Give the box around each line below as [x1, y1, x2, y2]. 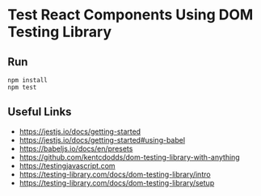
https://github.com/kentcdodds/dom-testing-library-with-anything [19, 152, 240, 162]
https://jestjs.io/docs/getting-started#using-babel [19, 135, 186, 144]
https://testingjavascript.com [19, 161, 116, 170]
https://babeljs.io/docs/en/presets [19, 144, 133, 153]
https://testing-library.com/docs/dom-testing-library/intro [19, 169, 211, 179]
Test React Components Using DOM [7, 6, 254, 24]
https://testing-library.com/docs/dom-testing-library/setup [19, 177, 215, 187]
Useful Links [7, 105, 72, 119]
